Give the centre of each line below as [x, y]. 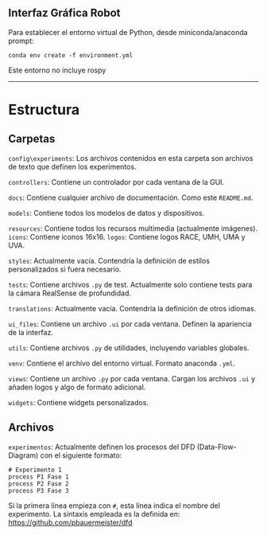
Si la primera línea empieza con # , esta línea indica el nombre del [114, 506]
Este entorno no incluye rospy [57, 70]
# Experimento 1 [35, 470]
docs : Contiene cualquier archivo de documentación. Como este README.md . [131, 197]
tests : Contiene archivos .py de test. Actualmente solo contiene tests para [130, 284]
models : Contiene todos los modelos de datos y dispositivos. [106, 213]
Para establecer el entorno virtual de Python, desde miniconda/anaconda [128, 32]
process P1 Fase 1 [39, 477]
